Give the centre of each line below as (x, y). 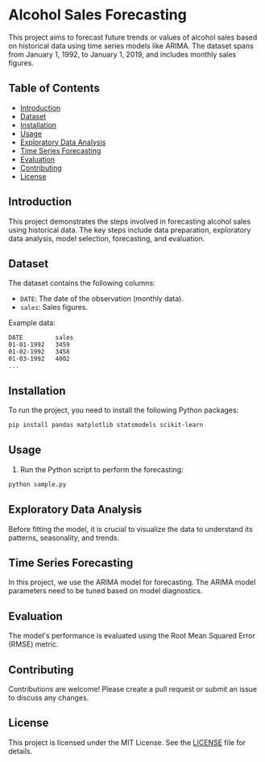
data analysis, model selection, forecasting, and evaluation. (107, 238)
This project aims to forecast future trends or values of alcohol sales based (133, 37)
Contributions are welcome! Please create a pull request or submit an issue (133, 689)
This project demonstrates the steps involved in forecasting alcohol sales (130, 221)
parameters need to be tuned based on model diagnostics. (106, 591)
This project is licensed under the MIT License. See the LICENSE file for (127, 742)
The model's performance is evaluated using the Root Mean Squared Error (132, 636)
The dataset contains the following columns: (82, 283)
